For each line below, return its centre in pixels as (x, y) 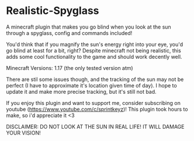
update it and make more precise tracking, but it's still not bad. (81, 91)
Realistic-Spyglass (53, 11)
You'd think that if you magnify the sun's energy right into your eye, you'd (95, 44)
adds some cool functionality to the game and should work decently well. (94, 57)
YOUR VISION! (23, 133)
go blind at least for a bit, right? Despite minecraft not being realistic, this (93, 50)
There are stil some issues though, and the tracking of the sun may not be (95, 79)
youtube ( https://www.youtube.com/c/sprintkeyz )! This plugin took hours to (97, 109)
